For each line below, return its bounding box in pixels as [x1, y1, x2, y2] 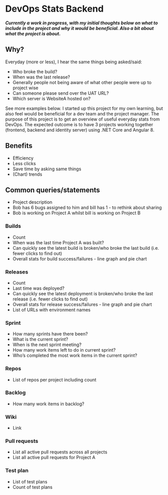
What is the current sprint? [12, 336, 68, 342]
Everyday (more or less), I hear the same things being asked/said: [5, 59, 143, 65]
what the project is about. [5, 30, 61, 36]
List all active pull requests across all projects [12, 449, 108, 455]
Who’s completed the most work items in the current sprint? [12, 353, 138, 359]
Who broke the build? [12, 68, 57, 74]
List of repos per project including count [12, 376, 97, 383]
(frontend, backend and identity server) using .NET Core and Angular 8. [5, 127, 154, 133]
